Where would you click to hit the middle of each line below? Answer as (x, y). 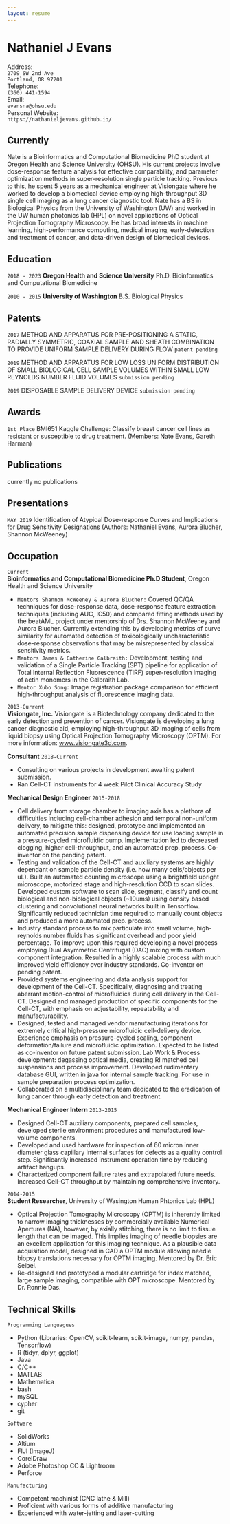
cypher (27, 1404)
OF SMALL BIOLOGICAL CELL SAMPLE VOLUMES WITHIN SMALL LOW (108, 370)
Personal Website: (33, 113)
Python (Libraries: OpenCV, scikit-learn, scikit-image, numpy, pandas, (116, 1338)
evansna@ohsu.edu (32, 106)
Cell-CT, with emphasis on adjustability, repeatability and (98, 1009)
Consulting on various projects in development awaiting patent (105, 770)
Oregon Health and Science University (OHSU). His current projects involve (114, 164)
